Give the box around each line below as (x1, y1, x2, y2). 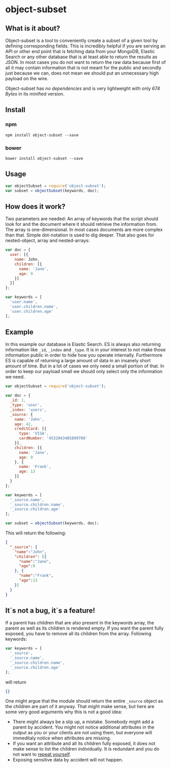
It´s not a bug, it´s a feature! (5, 606, 95, 615)
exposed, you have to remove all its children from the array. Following (5, 631, 152, 637)
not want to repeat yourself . (12, 751, 71, 757)
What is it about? (5, 24, 60, 33)
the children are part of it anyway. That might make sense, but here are (5, 704, 155, 710)
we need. (5, 374, 25, 380)
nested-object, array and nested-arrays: (5, 238, 90, 244)
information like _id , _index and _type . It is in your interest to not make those (5, 346, 166, 353)
